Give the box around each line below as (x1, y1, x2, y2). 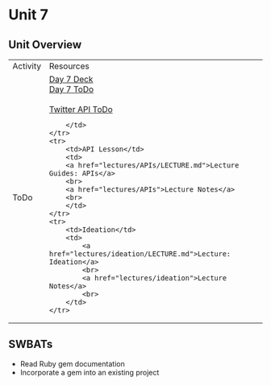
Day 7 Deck (48, 74, 94, 85)
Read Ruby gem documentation (19, 358, 125, 368)
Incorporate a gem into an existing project (19, 367, 160, 377)
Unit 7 (8, 6, 48, 24)
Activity (12, 60, 42, 72)
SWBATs (8, 337, 53, 351)
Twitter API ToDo (48, 104, 113, 114)
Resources (48, 60, 90, 72)
